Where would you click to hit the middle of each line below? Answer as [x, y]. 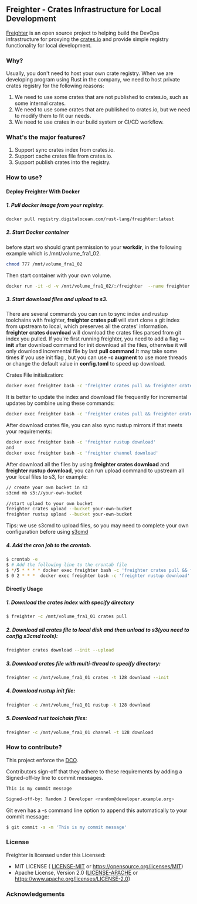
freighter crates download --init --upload [60, 650]
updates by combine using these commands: [60, 403]
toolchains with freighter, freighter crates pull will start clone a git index [93, 320]
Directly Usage [25, 589]
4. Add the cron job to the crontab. [49, 545]
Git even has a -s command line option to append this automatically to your [97, 810]
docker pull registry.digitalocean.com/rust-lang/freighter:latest [90, 219]
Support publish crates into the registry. [62, 162]
